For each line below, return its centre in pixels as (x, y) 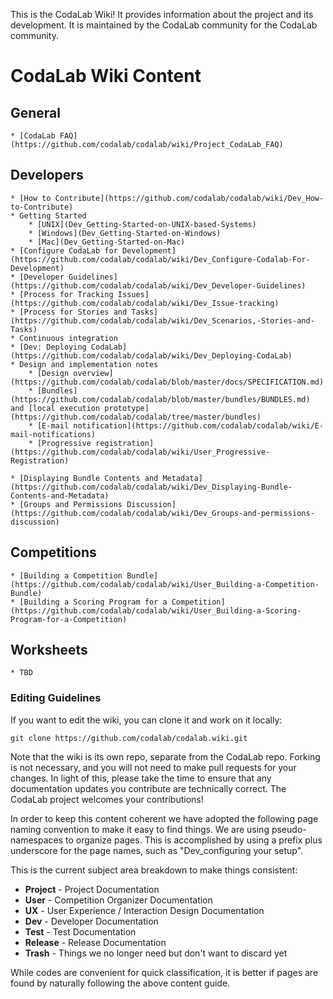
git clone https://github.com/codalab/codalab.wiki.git (129, 738)
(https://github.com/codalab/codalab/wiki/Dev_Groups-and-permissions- (162, 513)
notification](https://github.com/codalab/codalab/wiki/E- (199, 425)
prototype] (127, 408)
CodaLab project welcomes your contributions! (107, 799)
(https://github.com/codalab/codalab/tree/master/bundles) (136, 417)
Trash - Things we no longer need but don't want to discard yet (156, 953)
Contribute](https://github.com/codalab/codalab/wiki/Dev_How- (189, 198)
